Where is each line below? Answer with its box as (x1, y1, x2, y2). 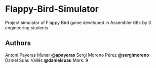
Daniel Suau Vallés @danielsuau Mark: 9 (5, 57, 89, 63)
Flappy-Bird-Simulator (5, 3, 99, 15)
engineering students (5, 24, 48, 30)
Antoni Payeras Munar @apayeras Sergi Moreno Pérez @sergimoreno (5, 52, 150, 58)
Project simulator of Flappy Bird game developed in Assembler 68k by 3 (5, 20, 152, 25)
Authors (5, 39, 31, 47)
